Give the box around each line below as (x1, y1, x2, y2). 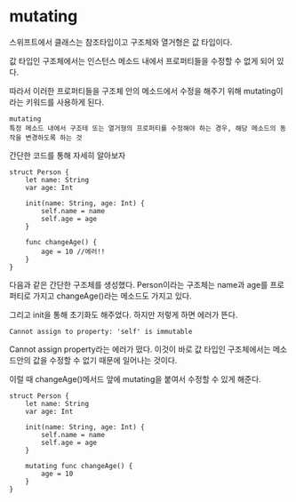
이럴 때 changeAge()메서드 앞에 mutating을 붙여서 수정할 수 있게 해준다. (9, 373, 262, 384)
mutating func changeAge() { (25, 461, 133, 470)
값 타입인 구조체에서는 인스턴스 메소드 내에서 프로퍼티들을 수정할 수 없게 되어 (9, 55, 276, 66)
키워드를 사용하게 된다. (25, 96, 105, 108)
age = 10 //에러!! (41, 247, 106, 256)
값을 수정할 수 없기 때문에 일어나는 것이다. (32, 355, 178, 365)
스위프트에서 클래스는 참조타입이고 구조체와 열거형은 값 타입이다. (9, 36, 233, 47)
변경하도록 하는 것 (25, 133, 83, 142)
